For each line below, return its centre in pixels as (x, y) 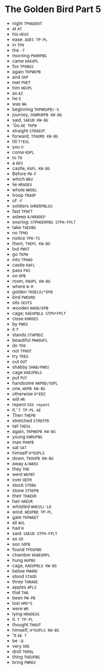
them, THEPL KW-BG (31, 243)
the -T (18, 50)
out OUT (19, 361)
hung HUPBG (24, 560)
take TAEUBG (24, 227)
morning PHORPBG (29, 55)
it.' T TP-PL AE (26, 410)
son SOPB (21, 544)
